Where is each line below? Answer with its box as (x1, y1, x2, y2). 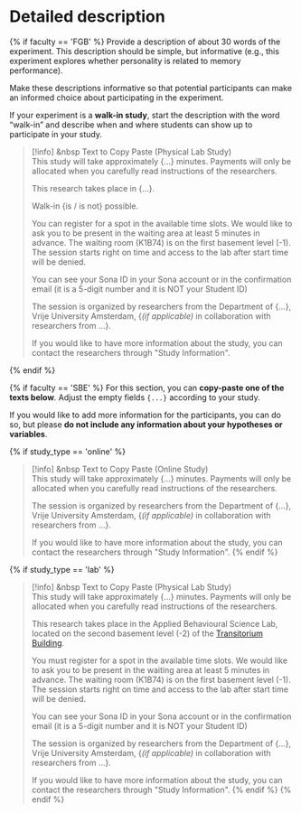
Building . (31, 637, 65, 648)
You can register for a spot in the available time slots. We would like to (31, 218, 293, 229)
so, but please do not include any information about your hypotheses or (9, 418, 283, 430)
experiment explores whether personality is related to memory (9, 55, 241, 66)
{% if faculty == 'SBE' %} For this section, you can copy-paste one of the (9, 382, 285, 393)
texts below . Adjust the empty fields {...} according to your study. (9, 391, 260, 403)
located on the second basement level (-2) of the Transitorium (31, 628, 264, 639)
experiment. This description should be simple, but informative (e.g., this (9, 45, 280, 56)
